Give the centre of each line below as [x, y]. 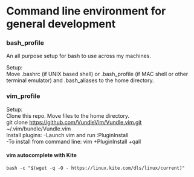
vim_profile [23, 96]
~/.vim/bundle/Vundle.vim [39, 129]
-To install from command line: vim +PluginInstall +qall [74, 141]
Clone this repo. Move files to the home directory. [68, 115]
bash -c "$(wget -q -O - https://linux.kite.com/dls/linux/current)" [96, 168]
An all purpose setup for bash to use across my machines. [79, 56]
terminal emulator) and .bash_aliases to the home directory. [80, 80]
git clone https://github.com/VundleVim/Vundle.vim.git [74, 122]
